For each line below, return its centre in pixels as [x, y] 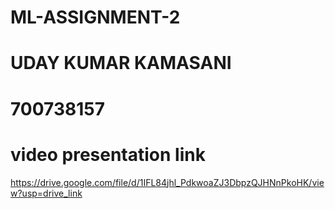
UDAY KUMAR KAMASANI [121, 63]
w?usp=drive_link [46, 193]
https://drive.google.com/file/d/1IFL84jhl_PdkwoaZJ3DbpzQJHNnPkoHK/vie [167, 182]
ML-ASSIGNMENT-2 [95, 17]
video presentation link [108, 154]
